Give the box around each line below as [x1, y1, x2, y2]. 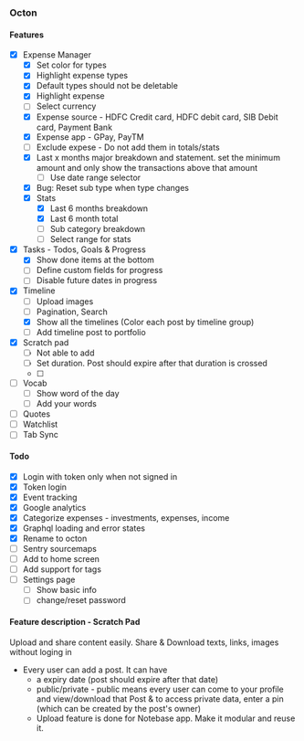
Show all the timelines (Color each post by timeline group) [36, 316, 255, 327]
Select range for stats [49, 234, 131, 245]
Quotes [22, 408, 51, 419]
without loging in [9, 646, 73, 657]
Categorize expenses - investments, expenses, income [22, 512, 230, 523]
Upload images [36, 295, 94, 307]
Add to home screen [22, 554, 100, 565]
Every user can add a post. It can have [22, 664, 168, 675]
